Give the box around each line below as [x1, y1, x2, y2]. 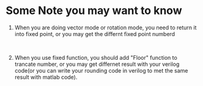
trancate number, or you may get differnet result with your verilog [14, 60, 180, 68]
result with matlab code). [14, 73, 78, 81]
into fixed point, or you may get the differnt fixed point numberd [14, 30, 175, 37]
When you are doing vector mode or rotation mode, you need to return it [14, 24, 197, 31]
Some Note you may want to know [6, 4, 182, 18]
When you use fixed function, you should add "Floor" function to [14, 54, 178, 61]
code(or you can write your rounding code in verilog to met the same [14, 66, 188, 74]
